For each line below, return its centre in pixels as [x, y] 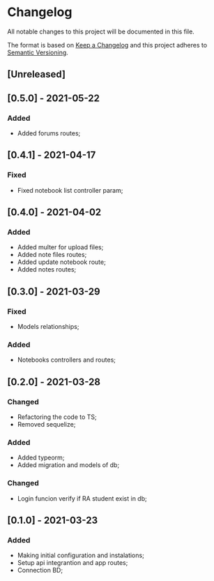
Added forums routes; [49, 133]
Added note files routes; [52, 255]
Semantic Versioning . [38, 52]
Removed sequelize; [46, 425]
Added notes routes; [47, 270]
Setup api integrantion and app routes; [72, 563]
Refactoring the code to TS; [57, 417]
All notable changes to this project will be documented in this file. [101, 31]
